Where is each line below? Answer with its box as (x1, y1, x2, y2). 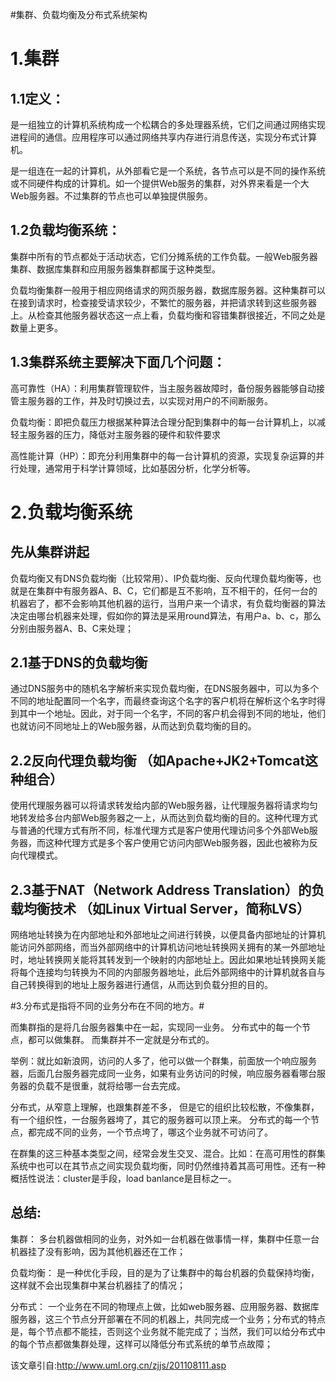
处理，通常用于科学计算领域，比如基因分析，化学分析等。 (18, 462, 256, 474)
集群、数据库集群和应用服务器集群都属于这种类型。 (10, 263, 221, 275)
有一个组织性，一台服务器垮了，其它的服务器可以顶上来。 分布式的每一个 (10, 1114, 311, 1126)
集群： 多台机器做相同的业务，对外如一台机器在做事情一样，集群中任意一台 (10, 1233, 320, 1245)
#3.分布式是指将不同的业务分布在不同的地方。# (10, 1000, 205, 1012)
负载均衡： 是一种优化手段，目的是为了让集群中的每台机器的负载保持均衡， (10, 1266, 320, 1278)
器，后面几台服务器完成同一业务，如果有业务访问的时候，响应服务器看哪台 (10, 1068, 317, 1080)
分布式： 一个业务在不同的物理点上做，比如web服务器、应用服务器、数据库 (10, 1300, 320, 1312)
